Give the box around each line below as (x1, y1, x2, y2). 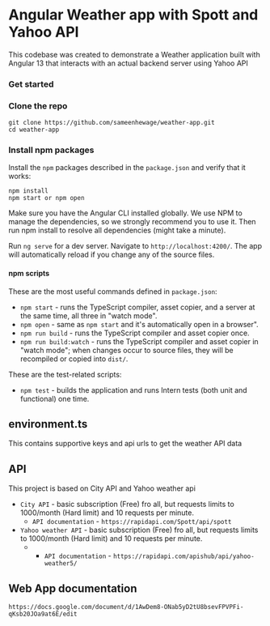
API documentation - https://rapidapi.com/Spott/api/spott (32, 517, 232, 526)
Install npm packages (8, 144, 95, 155)
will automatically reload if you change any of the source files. (8, 249, 215, 260)
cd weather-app (8, 126, 60, 134)
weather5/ (44, 560, 78, 568)
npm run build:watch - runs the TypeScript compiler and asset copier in (19, 336, 259, 346)
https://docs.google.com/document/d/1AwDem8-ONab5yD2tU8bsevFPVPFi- (8, 603, 244, 611)
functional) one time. (19, 394, 90, 403)
